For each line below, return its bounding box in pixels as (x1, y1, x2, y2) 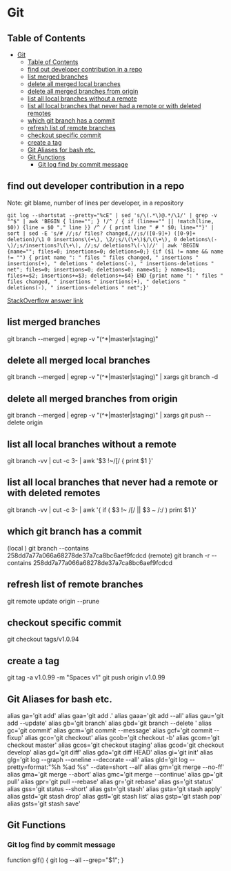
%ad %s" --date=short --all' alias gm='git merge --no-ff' (61, 763, 224, 771)
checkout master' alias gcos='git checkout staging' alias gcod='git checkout (7, 741, 224, 749)
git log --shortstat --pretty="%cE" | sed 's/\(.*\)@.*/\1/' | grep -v (7, 212, 217, 218)
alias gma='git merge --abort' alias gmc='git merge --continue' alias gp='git (7, 770, 223, 778)
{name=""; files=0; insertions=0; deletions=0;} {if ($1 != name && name (7, 248, 224, 255)
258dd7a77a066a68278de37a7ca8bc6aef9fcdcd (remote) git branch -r (7, 551, 210, 560)
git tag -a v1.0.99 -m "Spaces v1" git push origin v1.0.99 (7, 673, 165, 682)
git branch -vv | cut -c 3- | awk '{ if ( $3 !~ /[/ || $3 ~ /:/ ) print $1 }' (7, 505, 197, 514)
